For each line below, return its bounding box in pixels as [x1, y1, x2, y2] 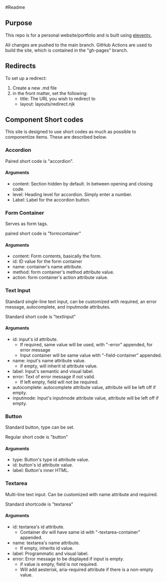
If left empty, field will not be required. [20, 379, 99, 385]
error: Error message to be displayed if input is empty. [12, 555, 124, 562]
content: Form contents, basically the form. [12, 253, 102, 259]
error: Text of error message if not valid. [12, 373, 95, 379]
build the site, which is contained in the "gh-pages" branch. [5, 47, 128, 53]
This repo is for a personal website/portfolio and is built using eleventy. [5, 32, 152, 38]
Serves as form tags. [5, 221, 49, 227]
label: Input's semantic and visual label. [12, 368, 94, 374]
